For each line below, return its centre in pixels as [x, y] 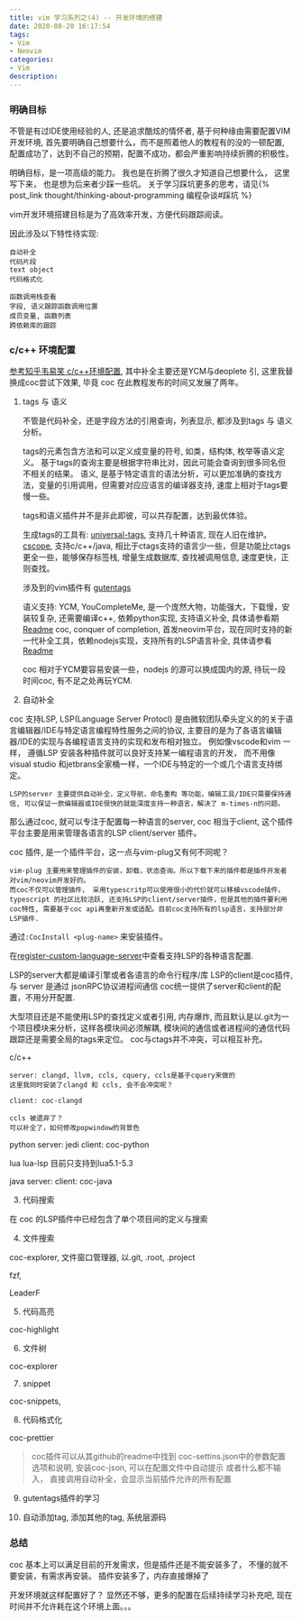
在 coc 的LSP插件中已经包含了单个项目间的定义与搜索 [109, 1220]
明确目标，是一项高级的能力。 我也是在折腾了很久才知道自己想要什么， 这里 [150, 173]
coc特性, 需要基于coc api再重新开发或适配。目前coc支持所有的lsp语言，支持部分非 [146, 909]
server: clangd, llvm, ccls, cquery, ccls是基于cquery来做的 [123, 1076]
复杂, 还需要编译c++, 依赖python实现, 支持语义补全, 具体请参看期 [159, 618]
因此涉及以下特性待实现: [54, 234]
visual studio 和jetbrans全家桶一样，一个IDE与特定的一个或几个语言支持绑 [146, 764]
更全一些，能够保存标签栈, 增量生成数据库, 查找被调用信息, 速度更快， [151, 557]
